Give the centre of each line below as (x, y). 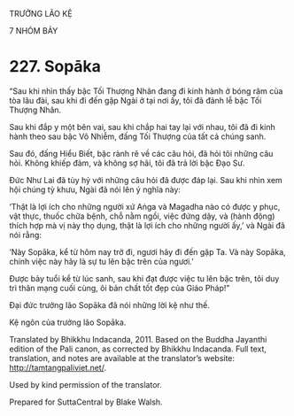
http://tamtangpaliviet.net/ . (58, 367)
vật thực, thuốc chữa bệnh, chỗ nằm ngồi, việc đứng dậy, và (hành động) (142, 216)
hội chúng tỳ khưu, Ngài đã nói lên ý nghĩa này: (95, 189)
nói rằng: (26, 235)
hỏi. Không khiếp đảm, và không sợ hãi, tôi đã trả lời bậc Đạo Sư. (127, 163)
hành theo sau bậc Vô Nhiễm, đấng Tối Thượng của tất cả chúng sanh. (138, 136)
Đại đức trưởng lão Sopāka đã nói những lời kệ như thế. (110, 304)
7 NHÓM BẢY (34, 31)
